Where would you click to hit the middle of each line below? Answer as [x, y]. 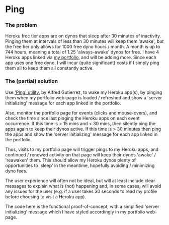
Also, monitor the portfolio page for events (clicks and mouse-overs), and [81, 112]
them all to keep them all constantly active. [50, 68]
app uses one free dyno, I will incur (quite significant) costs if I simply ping [82, 63]
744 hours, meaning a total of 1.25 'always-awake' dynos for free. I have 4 [82, 52]
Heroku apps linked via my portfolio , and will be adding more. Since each [81, 58]
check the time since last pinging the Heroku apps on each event [72, 118]
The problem [21, 25]
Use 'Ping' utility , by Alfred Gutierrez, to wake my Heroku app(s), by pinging [84, 92]
